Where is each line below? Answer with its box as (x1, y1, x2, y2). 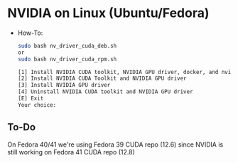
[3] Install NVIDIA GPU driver (17, 82, 111, 89)
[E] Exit (17, 95, 44, 102)
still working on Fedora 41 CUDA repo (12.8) (7, 147, 135, 156)
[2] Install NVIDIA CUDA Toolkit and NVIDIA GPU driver (17, 75, 187, 83)
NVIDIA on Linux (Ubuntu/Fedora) (7, 5, 210, 21)
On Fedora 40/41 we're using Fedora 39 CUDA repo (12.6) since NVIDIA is (7, 140, 224, 149)
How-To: (17, 28, 43, 37)
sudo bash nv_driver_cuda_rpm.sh (17, 56, 117, 63)
